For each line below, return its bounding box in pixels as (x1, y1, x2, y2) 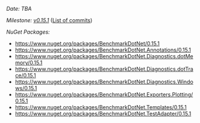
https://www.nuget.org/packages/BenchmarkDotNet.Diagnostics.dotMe (14, 53, 194, 59)
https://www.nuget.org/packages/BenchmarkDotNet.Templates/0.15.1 (14, 104, 187, 110)
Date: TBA (6, 5, 32, 12)
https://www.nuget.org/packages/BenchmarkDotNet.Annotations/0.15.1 (14, 46, 192, 53)
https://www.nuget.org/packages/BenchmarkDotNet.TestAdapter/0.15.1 (14, 110, 192, 117)
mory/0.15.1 (14, 59, 43, 66)
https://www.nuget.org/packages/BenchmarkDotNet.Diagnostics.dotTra (14, 65, 194, 73)
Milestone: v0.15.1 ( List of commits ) (6, 17, 93, 23)
